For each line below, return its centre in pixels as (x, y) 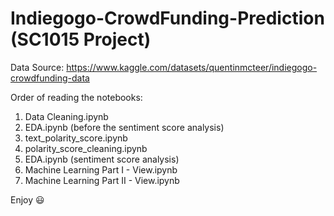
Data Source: (37, 67)
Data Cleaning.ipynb (66, 116)
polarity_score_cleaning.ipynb (86, 148)
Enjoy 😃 (27, 199)
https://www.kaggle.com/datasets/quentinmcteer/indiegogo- (192, 67)
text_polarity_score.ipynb (76, 138)
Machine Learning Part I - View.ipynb (101, 169)
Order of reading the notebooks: (76, 97)
